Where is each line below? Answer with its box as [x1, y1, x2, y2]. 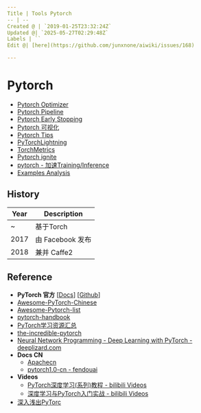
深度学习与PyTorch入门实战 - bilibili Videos [27, 389, 149, 397]
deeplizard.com [16, 343, 62, 351]
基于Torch [35, 221, 68, 231]
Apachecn [27, 358, 57, 366]
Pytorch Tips [16, 131, 54, 139]
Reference [7, 271, 53, 283]
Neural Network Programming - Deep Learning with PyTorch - [16, 336, 193, 344]
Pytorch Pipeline [16, 107, 64, 115]
